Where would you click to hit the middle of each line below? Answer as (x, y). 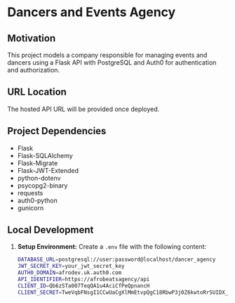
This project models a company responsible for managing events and (107, 55)
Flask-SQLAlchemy (45, 155)
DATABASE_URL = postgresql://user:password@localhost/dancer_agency (116, 260)
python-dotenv (39, 178)
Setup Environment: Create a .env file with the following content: (112, 247)
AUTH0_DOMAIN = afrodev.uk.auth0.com (69, 273)
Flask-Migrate (38, 163)
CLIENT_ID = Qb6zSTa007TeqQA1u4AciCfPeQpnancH (83, 285)
